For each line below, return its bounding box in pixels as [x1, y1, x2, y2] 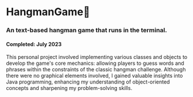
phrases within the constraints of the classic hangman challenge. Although [6, 66, 186, 73]
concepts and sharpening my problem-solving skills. [6, 85, 133, 92]
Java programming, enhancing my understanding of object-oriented [6, 78, 170, 85]
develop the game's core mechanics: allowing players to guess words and [6, 60, 184, 67]
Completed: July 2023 [6, 40, 62, 47]
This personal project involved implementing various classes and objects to [6, 54, 188, 61]
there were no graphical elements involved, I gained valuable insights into [6, 72, 183, 79]
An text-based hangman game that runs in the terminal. [6, 26, 168, 34]
